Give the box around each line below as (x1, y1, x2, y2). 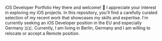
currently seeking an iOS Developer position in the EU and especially (5, 20, 142, 26)
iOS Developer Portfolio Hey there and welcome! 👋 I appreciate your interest (5, 5, 156, 10)
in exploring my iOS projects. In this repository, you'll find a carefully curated (5, 10, 158, 15)
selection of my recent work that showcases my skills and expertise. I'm (5, 15, 148, 20)
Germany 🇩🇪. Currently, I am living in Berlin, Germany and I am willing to (5, 25, 151, 31)
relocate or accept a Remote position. (5, 30, 80, 36)
